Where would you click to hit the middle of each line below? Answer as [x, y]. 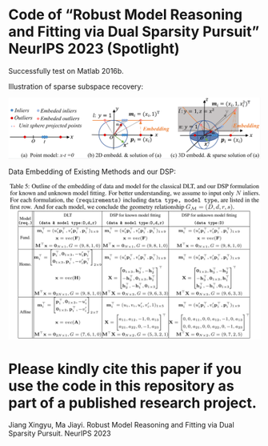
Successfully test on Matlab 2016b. [66, 70]
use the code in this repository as [121, 386]
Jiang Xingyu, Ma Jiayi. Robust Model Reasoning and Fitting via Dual [121, 425]
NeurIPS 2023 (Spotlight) [94, 49]
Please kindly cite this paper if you [125, 369]
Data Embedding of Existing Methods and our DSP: [92, 172]
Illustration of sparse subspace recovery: [76, 86]
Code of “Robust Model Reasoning [125, 15]
